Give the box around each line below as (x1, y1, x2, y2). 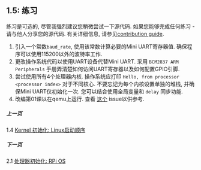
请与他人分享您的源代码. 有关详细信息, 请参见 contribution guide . (6, 30, 164, 37)
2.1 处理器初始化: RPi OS (6, 157, 66, 165)
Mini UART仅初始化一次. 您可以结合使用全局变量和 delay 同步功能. (20, 87, 183, 95)
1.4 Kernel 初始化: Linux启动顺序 (6, 126, 86, 133)
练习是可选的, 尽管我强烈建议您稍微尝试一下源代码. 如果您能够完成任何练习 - (6, 23, 195, 30)
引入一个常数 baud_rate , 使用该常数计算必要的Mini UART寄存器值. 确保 (14, 42, 187, 50)
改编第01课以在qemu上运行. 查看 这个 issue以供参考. (14, 95, 145, 102)
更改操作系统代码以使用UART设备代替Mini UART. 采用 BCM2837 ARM (14, 57, 179, 65)
